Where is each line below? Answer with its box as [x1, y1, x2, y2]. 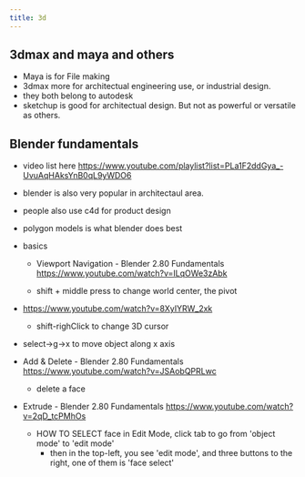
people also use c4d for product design [22, 206, 171, 217]
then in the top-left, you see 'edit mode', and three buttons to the [49, 448, 293, 459]
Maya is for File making [22, 71, 110, 82]
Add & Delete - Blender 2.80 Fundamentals [22, 356, 184, 367]
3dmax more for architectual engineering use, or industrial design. [22, 81, 271, 92]
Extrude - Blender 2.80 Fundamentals [22, 401, 164, 412]
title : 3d [9, 13, 47, 23]
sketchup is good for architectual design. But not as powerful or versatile [22, 100, 296, 111]
